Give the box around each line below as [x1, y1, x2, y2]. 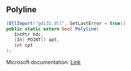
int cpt [14, 43, 33, 49]
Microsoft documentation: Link [6, 59, 81, 66]
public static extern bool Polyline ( [6, 26, 100, 32]
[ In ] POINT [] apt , [14, 37, 60, 43]
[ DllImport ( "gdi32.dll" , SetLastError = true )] [6, 20, 126, 26]
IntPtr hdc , [14, 31, 44, 37]
